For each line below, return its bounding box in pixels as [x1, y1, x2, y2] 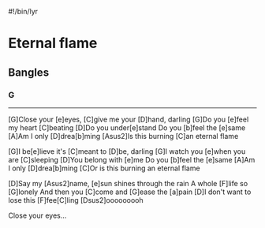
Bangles [8, 65, 50, 79]
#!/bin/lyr [8, 7, 38, 16]
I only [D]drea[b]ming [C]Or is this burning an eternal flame [8, 163, 200, 173]
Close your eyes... [8, 211, 67, 220]
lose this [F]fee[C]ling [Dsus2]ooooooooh [8, 195, 144, 204]
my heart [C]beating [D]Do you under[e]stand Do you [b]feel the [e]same [8, 122, 246, 133]
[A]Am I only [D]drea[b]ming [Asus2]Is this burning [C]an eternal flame [8, 131, 239, 140]
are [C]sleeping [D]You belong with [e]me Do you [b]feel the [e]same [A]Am [8, 155, 256, 164]
